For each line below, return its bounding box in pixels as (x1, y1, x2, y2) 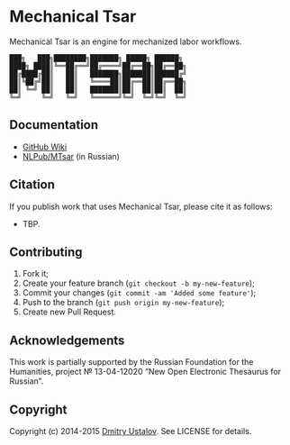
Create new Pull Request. (22, 306, 117, 317)
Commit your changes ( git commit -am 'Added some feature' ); (22, 287, 257, 298)
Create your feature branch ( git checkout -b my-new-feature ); (22, 277, 255, 289)
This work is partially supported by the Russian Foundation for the (9, 357, 254, 368)
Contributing (9, 244, 83, 259)
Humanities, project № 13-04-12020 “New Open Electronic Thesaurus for (9, 367, 282, 377)
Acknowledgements (9, 332, 125, 348)
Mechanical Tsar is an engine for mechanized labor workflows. (9, 36, 242, 47)
